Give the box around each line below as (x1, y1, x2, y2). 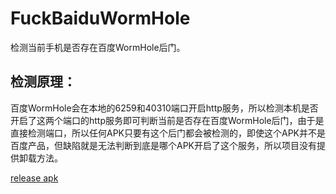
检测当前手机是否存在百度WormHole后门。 (10, 41, 186, 53)
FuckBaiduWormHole (10, 7, 191, 30)
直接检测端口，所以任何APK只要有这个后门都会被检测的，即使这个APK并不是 (10, 127, 327, 139)
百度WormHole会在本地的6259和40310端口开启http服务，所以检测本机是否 (10, 102, 319, 114)
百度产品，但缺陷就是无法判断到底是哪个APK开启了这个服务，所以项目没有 (10, 139, 318, 151)
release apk (10, 172, 59, 184)
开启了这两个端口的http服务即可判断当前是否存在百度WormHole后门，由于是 (10, 114, 325, 126)
